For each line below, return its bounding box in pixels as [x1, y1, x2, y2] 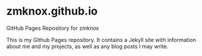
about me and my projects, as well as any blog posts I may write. [6, 43, 169, 50]
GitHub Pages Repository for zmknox [6, 24, 99, 32]
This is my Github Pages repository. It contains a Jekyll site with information [6, 36, 197, 43]
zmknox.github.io [6, 4, 98, 18]
